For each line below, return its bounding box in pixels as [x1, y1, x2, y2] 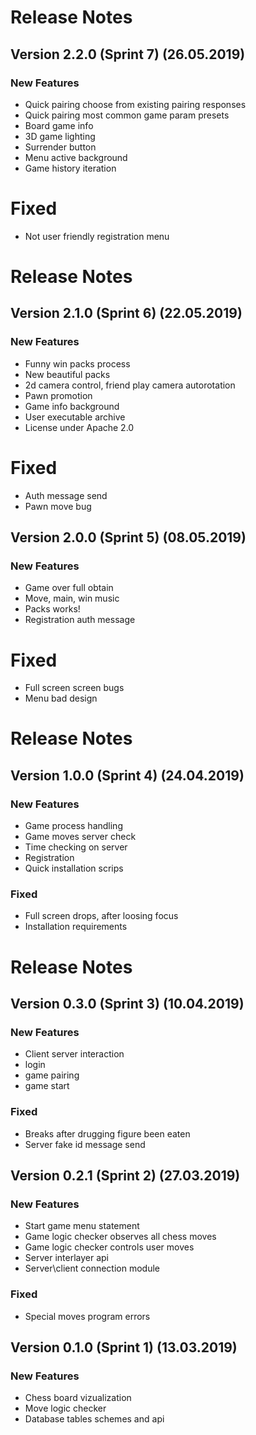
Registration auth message [24, 614, 136, 626]
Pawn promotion [24, 389, 93, 401]
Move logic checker [24, 1402, 107, 1415]
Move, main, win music [24, 592, 120, 605]
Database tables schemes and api [24, 1413, 165, 1425]
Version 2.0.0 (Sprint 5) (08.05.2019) [10, 529, 247, 546]
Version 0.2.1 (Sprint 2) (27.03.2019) [10, 1167, 241, 1184]
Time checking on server [24, 841, 128, 853]
